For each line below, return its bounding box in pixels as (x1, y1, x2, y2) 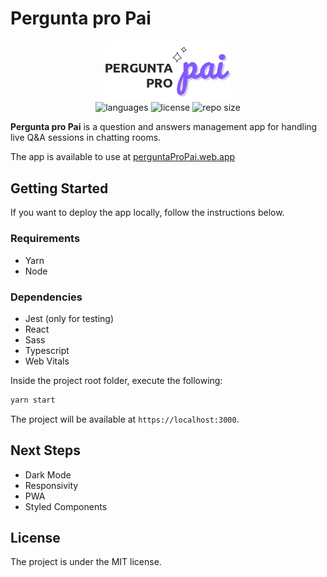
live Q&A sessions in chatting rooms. (10, 132, 162, 144)
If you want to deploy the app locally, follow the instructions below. (10, 207, 285, 219)
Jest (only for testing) (24, 312, 115, 324)
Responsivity (24, 479, 79, 491)
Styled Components (24, 500, 108, 512)
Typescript (24, 344, 70, 356)
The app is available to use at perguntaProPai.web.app (10, 151, 236, 163)
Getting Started (10, 180, 109, 197)
